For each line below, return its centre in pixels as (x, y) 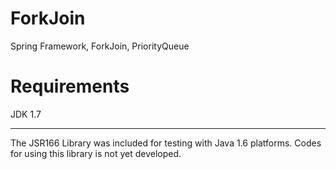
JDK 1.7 (26, 114)
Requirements (70, 86)
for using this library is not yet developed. (96, 153)
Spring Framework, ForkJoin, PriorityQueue (100, 46)
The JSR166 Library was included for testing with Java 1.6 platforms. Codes (166, 143)
